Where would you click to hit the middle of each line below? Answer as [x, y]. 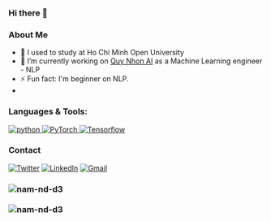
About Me [28, 34]
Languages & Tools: [48, 111]
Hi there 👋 [28, 13]
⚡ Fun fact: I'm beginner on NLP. [74, 79]
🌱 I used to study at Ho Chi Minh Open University [102, 53]
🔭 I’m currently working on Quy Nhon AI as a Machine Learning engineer [141, 61]
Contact [25, 150]
